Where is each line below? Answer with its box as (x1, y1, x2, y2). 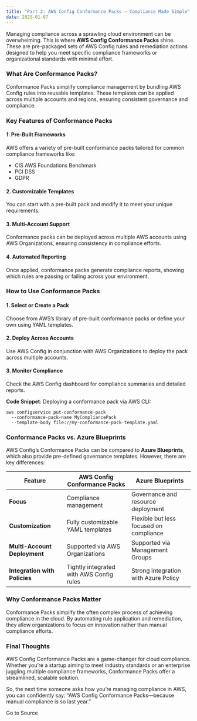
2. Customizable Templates (6, 187, 74, 194)
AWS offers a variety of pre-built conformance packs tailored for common (6, 144, 185, 151)
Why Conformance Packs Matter (6, 595, 101, 603)
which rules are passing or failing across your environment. (6, 273, 150, 280)
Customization (9, 522, 51, 530)
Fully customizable (66, 518, 118, 527)
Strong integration (131, 566, 182, 575)
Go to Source (6, 709, 38, 716)
